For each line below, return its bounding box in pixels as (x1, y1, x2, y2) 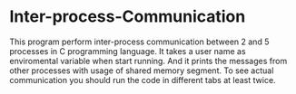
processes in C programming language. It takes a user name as (9, 45, 247, 56)
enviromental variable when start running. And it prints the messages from (9, 55, 288, 66)
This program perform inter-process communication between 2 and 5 (9, 36, 270, 47)
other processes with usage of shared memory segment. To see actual (9, 65, 274, 76)
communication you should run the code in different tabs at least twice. (9, 74, 276, 85)
